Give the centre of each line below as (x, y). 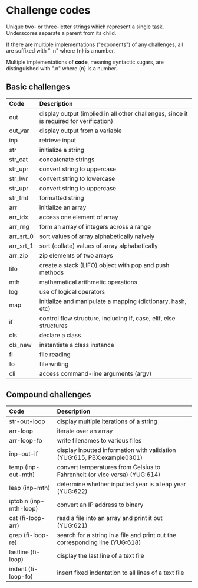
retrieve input (58, 140)
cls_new (20, 345)
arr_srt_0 (22, 236)
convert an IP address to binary (100, 505)
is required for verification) (76, 121)
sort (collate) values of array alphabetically (98, 246)
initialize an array (63, 207)
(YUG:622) (72, 491)
